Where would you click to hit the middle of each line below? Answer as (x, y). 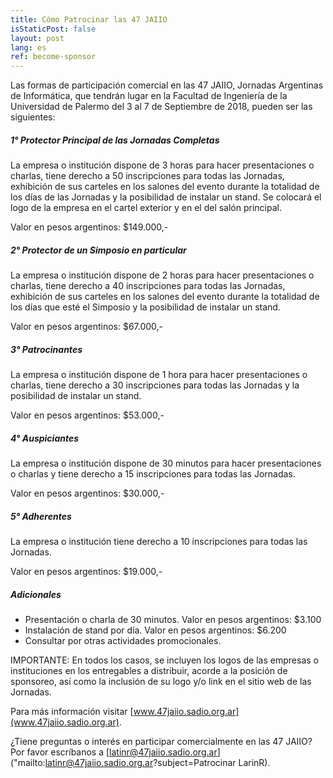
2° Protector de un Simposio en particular (98, 250)
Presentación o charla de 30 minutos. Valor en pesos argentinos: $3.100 (173, 619)
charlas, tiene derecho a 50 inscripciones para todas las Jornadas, (147, 176)
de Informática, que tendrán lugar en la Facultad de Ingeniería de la (149, 96)
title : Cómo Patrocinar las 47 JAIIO (89, 19)
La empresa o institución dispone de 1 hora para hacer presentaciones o (159, 375)
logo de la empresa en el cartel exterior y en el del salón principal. (146, 208)
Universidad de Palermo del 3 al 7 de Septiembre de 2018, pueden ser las (161, 107)
